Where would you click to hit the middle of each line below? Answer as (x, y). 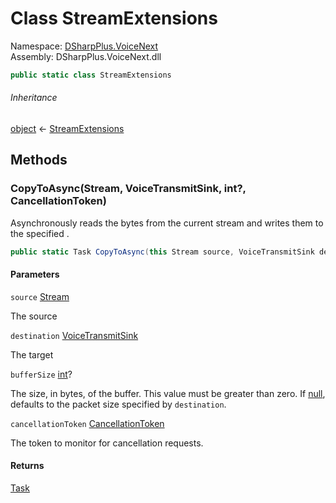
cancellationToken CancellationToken (87, 423)
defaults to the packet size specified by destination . (118, 404)
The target (32, 354)
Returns (27, 466)
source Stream (40, 296)
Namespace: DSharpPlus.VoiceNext (84, 46)
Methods (39, 160)
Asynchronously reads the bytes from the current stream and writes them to (167, 223)
